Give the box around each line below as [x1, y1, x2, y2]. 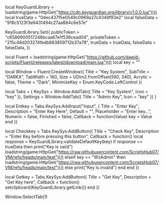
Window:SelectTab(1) [5, 194, 48, 200]
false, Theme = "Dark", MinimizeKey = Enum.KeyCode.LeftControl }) [5, 79, 143, 85]
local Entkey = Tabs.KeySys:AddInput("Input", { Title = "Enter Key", [5, 103, 139, 109]
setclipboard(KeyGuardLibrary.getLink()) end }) [5, 184, 100, 190]
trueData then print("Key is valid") [5, 144, 73, 149]
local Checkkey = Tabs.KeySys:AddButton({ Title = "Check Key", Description [5, 128, 159, 134]
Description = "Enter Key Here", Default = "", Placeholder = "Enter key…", [5, 108, 151, 114]
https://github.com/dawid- [87, 54, 140, 60]
